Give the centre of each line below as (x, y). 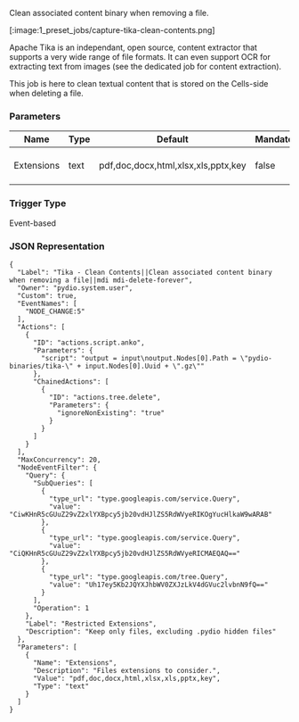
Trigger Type (38, 203)
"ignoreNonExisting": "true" (111, 413)
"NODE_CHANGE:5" (56, 311)
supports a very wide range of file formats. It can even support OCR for (140, 57)
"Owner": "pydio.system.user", (75, 288)
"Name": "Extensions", (75, 663)
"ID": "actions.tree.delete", (105, 397)
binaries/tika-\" (41, 366)
